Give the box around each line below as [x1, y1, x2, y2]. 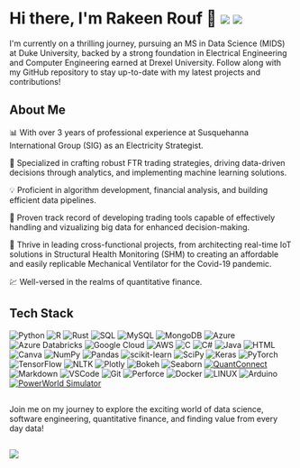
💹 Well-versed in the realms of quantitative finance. [9, 276, 203, 287]
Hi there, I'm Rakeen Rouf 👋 [9, 8, 217, 29]
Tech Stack [9, 306, 74, 321]
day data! [9, 423, 45, 434]
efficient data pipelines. [9, 194, 96, 206]
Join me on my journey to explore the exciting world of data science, [9, 403, 264, 414]
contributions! [9, 76, 61, 87]
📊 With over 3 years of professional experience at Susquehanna [9, 126, 250, 138]
